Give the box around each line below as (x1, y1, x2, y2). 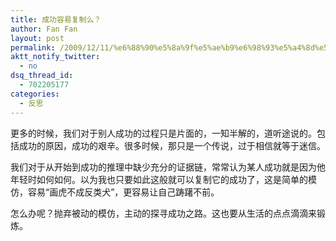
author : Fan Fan (10, 24, 78, 34)
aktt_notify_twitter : (10, 52, 101, 62)
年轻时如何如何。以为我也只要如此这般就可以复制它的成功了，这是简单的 (10, 173, 308, 185)
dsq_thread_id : (10, 71, 74, 81)
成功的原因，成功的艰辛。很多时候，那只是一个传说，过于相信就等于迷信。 (18, 139, 326, 151)
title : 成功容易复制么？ (10, 14, 102, 25)
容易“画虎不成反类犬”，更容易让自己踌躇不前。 (27, 186, 220, 198)
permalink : (10, 42, 56, 53)
